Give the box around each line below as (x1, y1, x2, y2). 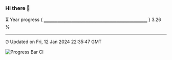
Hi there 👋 (5, 5, 31, 12)
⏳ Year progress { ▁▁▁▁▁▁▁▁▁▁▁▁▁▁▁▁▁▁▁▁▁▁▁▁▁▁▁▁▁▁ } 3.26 (5, 16, 161, 23)
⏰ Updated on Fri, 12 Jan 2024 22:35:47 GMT (5, 38, 102, 45)
